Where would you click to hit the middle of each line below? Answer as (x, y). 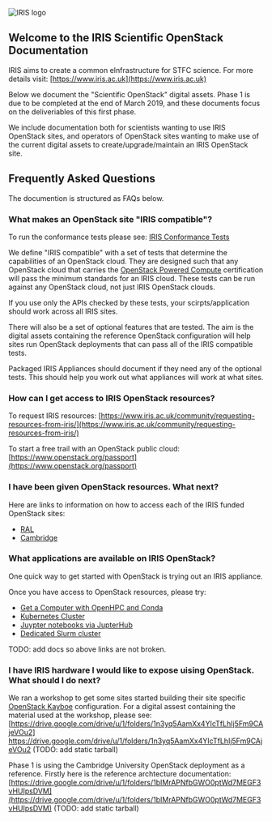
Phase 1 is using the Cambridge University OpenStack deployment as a (127, 765)
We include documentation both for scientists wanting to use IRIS (117, 127)
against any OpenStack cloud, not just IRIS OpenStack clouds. (112, 287)
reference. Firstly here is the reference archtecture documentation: (120, 774)
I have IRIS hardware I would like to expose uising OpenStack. (132, 670)
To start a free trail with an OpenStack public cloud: (94, 449)
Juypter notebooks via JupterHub (76, 625)
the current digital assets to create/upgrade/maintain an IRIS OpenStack (128, 144)
